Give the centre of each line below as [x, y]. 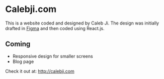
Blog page [23, 61]
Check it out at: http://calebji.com [40, 71]
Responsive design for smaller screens [53, 56]
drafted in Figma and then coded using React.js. [55, 28]
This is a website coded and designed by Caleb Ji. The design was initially [82, 23]
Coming [18, 44]
